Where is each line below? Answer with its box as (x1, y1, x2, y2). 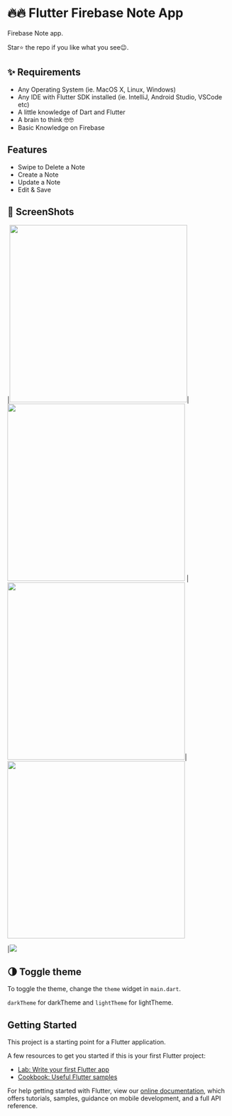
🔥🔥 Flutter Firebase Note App (7, 5, 184, 21)
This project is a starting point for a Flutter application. (7, 1038, 166, 1046)
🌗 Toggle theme (7, 966, 82, 978)
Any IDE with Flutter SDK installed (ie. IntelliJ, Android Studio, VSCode (17, 92, 222, 101)
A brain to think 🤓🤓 (17, 115, 74, 123)
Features (7, 144, 48, 156)
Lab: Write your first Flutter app (17, 1066, 110, 1073)
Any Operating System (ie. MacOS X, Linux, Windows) (17, 85, 176, 94)
